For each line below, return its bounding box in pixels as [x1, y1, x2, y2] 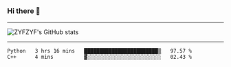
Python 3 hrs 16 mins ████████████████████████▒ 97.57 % [7, 48, 192, 55]
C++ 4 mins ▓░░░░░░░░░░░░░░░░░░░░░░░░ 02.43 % [7, 54, 192, 61]
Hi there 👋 [7, 6, 41, 16]
